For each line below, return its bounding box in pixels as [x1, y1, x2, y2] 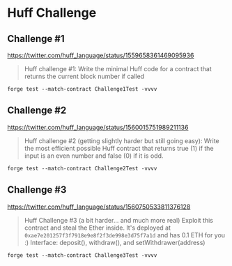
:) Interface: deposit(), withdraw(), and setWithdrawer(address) [24, 238, 206, 246]
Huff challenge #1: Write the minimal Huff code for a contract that [24, 65, 212, 73]
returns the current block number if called [24, 72, 145, 80]
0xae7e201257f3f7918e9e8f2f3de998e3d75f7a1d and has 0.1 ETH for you [24, 230, 225, 239]
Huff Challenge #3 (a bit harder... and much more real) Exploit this [24, 216, 214, 224]
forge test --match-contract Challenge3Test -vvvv [7, 251, 157, 259]
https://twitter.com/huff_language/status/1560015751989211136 [7, 123, 189, 131]
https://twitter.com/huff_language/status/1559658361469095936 [7, 51, 194, 59]
